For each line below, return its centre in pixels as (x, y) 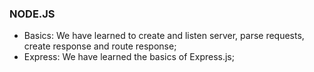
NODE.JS (32, 14)
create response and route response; (100, 46)
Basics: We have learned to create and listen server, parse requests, (164, 36)
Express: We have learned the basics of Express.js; (129, 57)
